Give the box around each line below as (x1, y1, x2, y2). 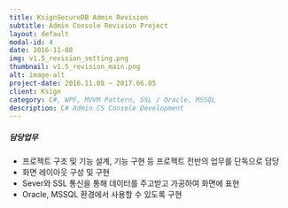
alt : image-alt (9, 71, 66, 80)
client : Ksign (9, 87, 62, 96)
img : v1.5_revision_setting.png (9, 54, 128, 63)
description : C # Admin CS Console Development (9, 104, 184, 112)
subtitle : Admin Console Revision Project (9, 21, 168, 30)
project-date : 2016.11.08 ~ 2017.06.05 (9, 79, 157, 88)
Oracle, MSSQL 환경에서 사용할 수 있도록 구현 (21, 189, 183, 200)
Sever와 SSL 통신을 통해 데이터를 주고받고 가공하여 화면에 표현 (21, 178, 240, 189)
